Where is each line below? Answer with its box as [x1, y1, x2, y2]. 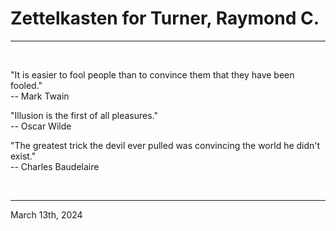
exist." [10, 150, 37, 162]
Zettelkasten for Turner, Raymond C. [10, 7, 320, 30]
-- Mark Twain [10, 90, 70, 102]
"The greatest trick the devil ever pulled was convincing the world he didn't [10, 139, 321, 151]
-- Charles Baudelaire [10, 160, 100, 172]
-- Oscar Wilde [10, 120, 72, 132]
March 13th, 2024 [10, 208, 83, 221]
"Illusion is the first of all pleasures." [10, 109, 159, 121]
